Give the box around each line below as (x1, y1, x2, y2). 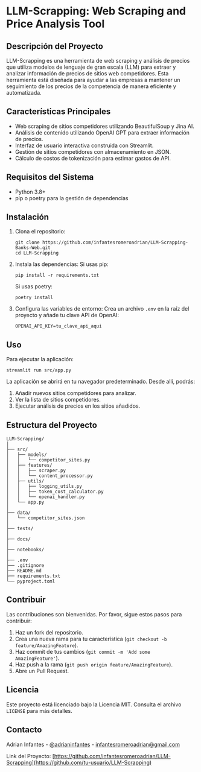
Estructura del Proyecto (6, 420, 98, 430)
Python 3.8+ (14, 188, 46, 195)
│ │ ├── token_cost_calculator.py (6, 489, 104, 495)
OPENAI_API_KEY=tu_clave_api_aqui (14, 323, 102, 329)
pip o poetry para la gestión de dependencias (14, 194, 129, 201)
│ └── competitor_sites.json (6, 515, 85, 521)
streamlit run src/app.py (6, 367, 71, 373)
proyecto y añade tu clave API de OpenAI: (14, 312, 120, 319)
